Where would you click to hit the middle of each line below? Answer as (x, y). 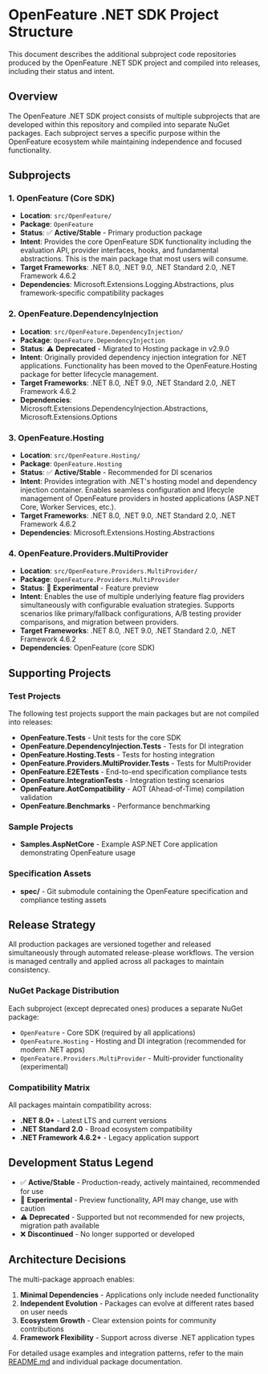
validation (36, 798)
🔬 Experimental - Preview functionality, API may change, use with (129, 1200)
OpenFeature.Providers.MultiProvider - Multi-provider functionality (132, 1058)
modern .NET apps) (53, 1049)
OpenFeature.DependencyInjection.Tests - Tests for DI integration (132, 746)
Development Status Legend (81, 1163)
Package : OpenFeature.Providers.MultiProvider (100, 580)
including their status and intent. (61, 71)
